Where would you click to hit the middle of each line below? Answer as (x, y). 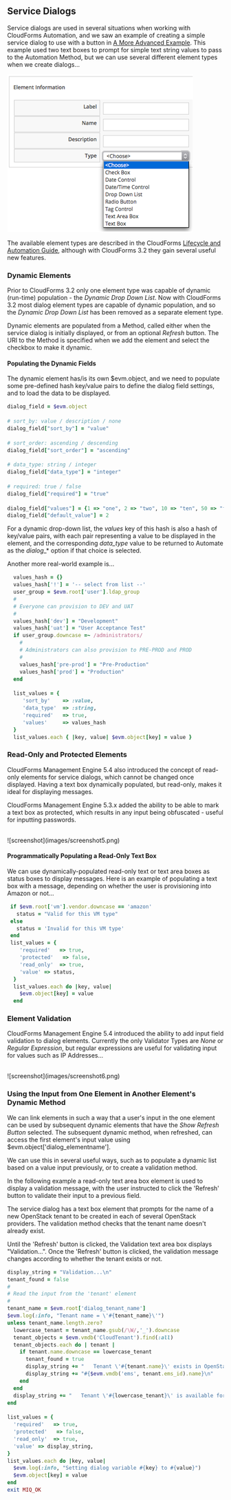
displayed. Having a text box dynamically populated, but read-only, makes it (114, 784)
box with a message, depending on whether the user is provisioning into (109, 886)
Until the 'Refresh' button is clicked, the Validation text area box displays (110, 1244)
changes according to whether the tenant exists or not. (85, 1258)
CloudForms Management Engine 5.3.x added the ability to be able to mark (113, 805)
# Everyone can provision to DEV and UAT (74, 606)
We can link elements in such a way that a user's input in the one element (111, 1117)
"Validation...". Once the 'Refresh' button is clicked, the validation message (113, 1251)
